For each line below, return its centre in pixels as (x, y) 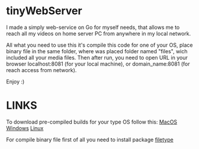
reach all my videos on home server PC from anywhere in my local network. (99, 33)
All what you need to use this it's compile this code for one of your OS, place (99, 45)
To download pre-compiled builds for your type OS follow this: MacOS (92, 122)
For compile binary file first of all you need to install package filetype (90, 140)
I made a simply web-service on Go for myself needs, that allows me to (93, 27)
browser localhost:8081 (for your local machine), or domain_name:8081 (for (98, 64)
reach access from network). (41, 70)
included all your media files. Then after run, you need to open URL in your (97, 57)
